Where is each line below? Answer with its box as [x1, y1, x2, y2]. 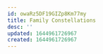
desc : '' [7, 23, 33, 30]
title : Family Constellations [7, 17, 97, 24]
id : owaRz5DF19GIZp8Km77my [7, 10, 87, 18]
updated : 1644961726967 [7, 29, 78, 37]
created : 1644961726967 [7, 36, 78, 43]
